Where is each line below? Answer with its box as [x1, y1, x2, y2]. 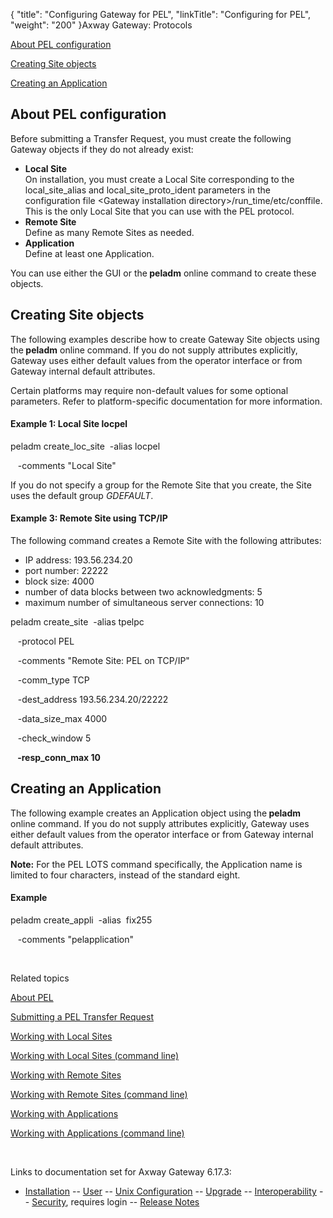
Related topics [10, 972, 70, 984]
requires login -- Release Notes [70, 1196, 200, 1208]
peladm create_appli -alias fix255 [10, 914, 153, 926]
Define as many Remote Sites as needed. [24, 226, 195, 238]
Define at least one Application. [24, 247, 155, 259]
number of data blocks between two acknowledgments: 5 [24, 586, 263, 598]
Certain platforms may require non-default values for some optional [10, 384, 289, 396]
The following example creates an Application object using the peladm [10, 807, 302, 819]
